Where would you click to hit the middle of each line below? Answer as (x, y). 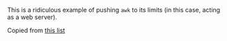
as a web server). (32, 17)
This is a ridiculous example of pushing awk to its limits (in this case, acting (114, 10)
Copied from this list (36, 30)
